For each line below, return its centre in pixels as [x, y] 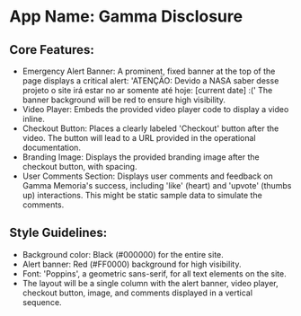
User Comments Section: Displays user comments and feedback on [148, 176]
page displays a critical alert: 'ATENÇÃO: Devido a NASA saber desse [150, 81]
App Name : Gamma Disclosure [126, 17]
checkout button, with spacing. [80, 167]
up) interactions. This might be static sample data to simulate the [142, 195]
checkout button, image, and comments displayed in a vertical [137, 293]
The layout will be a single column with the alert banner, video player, [150, 283]
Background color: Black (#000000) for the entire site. [123, 254]
